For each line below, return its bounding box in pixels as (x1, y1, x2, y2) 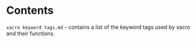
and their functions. (6, 29, 55, 37)
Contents (6, 4, 54, 17)
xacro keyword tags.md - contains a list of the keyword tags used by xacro (6, 23, 191, 31)
